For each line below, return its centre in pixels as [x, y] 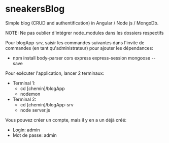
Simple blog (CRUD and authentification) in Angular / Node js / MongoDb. [82, 23]
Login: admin [26, 130]
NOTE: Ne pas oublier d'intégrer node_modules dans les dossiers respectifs [84, 33]
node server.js [35, 110]
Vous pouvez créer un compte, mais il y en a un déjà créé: [66, 120]
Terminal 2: [24, 99]
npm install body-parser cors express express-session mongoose [81, 58]
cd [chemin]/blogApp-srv [47, 104]
